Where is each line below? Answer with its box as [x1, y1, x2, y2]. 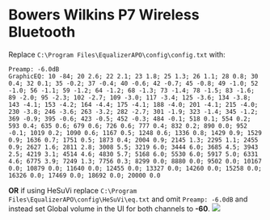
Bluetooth [8, 23, 76, 41]
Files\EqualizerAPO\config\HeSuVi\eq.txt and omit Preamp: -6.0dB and [8, 194, 248, 204]
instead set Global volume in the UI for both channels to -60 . [8, 204, 210, 214]
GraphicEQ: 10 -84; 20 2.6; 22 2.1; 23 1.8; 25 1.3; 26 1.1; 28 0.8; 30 [8, 72, 259, 80]
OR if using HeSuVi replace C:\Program [8, 185, 137, 195]
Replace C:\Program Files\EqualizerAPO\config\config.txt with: [8, 49, 226, 59]
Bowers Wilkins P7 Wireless [8, 6, 200, 24]
